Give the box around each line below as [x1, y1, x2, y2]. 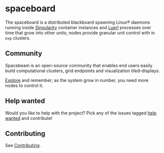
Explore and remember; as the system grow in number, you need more [5, 77, 149, 83]
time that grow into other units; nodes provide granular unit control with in [5, 30, 155, 36]
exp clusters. [5, 35, 31, 41]
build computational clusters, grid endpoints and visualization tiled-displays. [5, 68, 160, 74]
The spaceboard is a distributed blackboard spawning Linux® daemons [5, 19, 150, 25]
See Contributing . [5, 143, 41, 149]
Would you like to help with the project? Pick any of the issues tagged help [5, 110, 157, 116]
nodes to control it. [5, 82, 43, 88]
